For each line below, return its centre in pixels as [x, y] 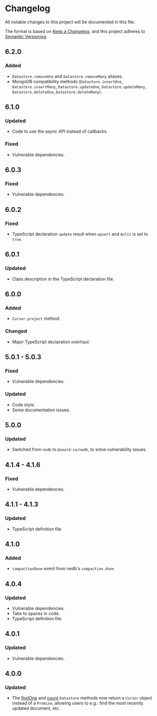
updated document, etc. [36, 708]
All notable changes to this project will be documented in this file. [70, 22]
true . [17, 239]
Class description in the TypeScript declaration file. [63, 279]
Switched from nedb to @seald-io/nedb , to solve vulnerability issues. [79, 450]
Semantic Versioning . [26, 36]
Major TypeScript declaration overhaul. [51, 342]
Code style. [24, 404]
